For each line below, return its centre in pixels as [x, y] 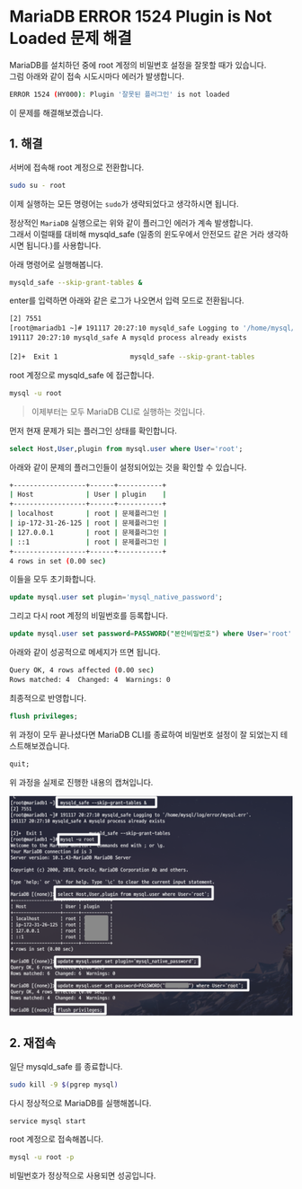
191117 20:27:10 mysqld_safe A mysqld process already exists [128, 338]
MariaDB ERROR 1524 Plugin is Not [141, 17]
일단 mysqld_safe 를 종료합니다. [66, 1066]
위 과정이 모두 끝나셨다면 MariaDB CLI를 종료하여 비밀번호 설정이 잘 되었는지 [144, 734]
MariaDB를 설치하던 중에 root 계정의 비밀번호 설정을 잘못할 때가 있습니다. [138, 65]
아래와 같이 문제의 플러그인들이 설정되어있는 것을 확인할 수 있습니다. [128, 467]
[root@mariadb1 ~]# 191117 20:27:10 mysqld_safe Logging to [124, 328]
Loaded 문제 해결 [71, 39]
